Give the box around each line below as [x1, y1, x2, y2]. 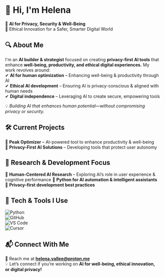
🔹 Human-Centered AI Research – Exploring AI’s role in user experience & [5, 171, 156, 177]
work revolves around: [5, 67, 51, 73]
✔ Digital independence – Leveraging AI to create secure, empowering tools [5, 93, 160, 99]
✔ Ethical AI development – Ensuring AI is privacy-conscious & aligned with [5, 82, 159, 88]
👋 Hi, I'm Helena [5, 4, 71, 16]
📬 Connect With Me [5, 240, 69, 248]
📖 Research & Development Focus [5, 158, 110, 167]
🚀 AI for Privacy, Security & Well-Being [5, 21, 86, 27]
